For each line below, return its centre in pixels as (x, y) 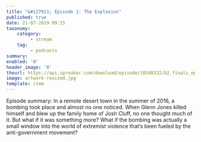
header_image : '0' (29, 67)
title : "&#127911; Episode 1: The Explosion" (64, 12)
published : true (26, 17)
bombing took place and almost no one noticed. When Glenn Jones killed (96, 107)
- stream (41, 39)
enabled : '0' (22, 61)
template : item (25, 84)
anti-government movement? (42, 132)
